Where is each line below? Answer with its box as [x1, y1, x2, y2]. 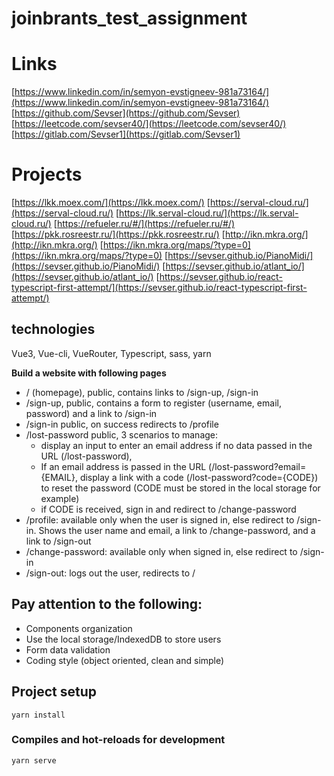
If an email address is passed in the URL [40, 460, 207, 472]
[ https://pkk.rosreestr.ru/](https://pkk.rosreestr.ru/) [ [11, 228, 226, 241]
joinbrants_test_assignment [11, 7, 248, 30]
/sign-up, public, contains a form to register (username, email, [25, 397, 282, 409]
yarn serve [11, 755, 57, 766]
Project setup [11, 683, 98, 701]
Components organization [25, 622, 133, 634]
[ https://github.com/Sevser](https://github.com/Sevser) [11, 107, 241, 119]
